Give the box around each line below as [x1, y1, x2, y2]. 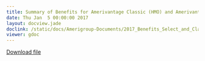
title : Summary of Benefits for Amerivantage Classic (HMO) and [6, 9, 173, 15]
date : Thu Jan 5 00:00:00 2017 [6, 15, 88, 21]
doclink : [6, 26, 29, 32]
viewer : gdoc [6, 32, 40, 38]
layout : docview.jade [6, 20, 62, 26]
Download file [6, 48, 41, 56]
